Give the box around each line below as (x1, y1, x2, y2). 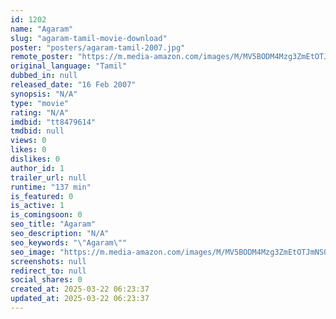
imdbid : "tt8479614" (10, 117, 97, 127)
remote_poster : (10, 52, 74, 62)
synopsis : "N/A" (10, 89, 78, 99)
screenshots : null (10, 256, 87, 266)
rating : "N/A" (10, 107, 70, 118)
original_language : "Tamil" (10, 61, 128, 71)
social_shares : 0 (10, 275, 83, 285)
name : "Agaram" (10, 24, 74, 34)
